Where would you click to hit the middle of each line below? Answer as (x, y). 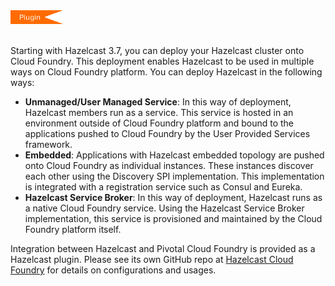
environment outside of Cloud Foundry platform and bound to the (159, 123)
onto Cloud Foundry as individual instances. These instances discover (169, 165)
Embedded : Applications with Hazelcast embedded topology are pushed (174, 155)
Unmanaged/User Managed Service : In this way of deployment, (158, 102)
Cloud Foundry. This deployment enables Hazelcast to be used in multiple (162, 61)
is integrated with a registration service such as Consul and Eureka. (163, 187)
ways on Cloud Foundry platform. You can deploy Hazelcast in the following (166, 72)
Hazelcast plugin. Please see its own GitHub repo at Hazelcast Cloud (152, 259)
